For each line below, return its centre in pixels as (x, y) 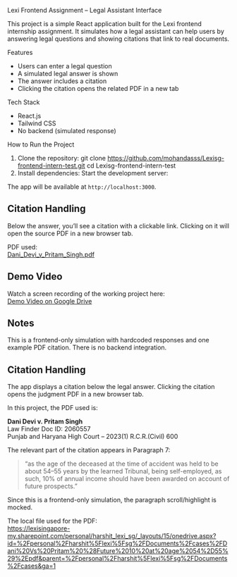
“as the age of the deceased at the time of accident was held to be (121, 464)
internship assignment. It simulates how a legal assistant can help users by (116, 31)
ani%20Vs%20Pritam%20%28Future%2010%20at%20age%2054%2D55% (118, 551)
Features (20, 52)
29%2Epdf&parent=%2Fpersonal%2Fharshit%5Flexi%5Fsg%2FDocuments (117, 559)
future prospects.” (51, 486)
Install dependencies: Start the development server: (93, 173)
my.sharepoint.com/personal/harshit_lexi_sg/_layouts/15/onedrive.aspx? (112, 536)
